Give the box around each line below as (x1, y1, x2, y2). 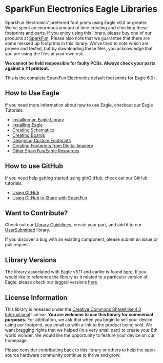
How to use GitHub (5, 162, 63, 171)
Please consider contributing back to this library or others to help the (5, 347, 144, 353)
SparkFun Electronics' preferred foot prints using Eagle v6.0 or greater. (5, 20, 148, 25)
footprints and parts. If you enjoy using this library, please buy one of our (5, 30, 152, 36)
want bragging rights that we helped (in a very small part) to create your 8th (5, 327, 158, 333)
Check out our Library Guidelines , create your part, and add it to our (5, 222, 142, 228)
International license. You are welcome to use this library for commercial (5, 312, 153, 317)
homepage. (5, 338, 28, 343)
